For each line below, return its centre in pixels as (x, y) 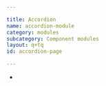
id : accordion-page (34, 52)
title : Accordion (31, 19)
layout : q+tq (25, 45)
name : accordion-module (41, 26)
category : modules (33, 32)
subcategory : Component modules (53, 39)
